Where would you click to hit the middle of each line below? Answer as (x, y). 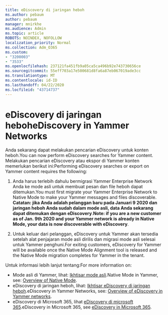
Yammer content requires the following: (46, 172)
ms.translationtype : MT (30, 76)
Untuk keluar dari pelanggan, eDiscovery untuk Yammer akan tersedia (85, 234)
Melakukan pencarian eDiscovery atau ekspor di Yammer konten (72, 161)
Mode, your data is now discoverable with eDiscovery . (71, 224)
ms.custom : (17, 52)
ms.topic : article (24, 33)
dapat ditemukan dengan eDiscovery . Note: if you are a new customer (87, 214)
